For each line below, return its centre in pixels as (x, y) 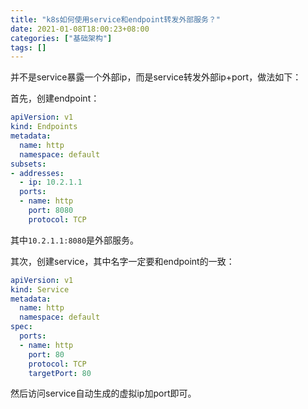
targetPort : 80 (60, 373)
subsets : (28, 164)
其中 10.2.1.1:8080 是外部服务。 (75, 240)
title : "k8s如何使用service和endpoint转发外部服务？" (116, 19)
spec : (21, 327)
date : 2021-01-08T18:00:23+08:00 (80, 29)
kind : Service (40, 289)
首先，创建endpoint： (55, 98)
